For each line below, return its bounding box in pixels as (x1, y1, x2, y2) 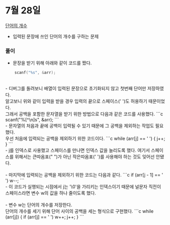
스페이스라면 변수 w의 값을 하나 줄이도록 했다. (5, 190, 96, 196)
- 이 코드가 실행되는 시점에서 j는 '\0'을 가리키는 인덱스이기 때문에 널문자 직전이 (5, 184, 161, 190)
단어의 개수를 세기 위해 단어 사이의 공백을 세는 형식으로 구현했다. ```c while (5, 208, 154, 214)
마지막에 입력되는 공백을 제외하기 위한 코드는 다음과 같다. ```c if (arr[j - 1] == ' (8, 172, 163, 178)
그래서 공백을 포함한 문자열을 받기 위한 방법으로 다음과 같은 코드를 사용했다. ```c (5, 111, 163, 117)
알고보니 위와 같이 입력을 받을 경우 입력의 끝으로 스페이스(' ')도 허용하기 (5, 98, 148, 105)
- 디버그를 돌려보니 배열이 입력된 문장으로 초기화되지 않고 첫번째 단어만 (5, 85, 147, 92)
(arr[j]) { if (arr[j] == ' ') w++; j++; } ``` (5, 214, 84, 220)
